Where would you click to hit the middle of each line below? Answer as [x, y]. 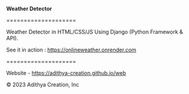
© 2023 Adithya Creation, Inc [43, 84]
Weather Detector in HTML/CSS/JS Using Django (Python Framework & [95, 32]
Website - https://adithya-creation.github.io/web [66, 73]
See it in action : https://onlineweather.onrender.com [71, 50]
